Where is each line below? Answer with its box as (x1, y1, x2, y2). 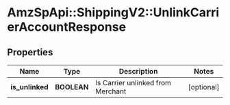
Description (118, 67, 158, 76)
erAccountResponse (7, 19, 127, 35)
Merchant (95, 87, 127, 96)
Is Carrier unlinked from (95, 78, 172, 87)
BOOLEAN (55, 82, 89, 91)
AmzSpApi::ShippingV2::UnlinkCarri (7, 5, 220, 20)
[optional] (188, 82, 220, 91)
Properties (7, 46, 53, 58)
